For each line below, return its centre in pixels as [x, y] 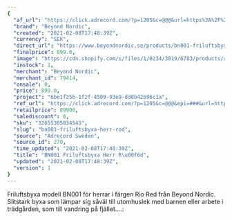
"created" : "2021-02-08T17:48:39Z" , [66, 33]
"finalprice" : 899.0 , [45, 53]
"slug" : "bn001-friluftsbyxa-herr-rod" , [72, 129]
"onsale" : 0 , [32, 84]
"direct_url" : [33, 46]
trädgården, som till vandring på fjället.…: [66, 209]
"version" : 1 [32, 168]
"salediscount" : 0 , [41, 116]
